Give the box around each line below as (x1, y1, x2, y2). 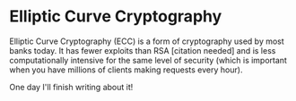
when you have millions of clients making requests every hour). (9, 64, 243, 75)
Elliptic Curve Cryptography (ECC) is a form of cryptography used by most (9, 36, 284, 46)
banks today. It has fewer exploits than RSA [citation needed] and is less (9, 45, 276, 55)
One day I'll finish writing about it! (9, 81, 134, 92)
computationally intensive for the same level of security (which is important (9, 55, 287, 65)
